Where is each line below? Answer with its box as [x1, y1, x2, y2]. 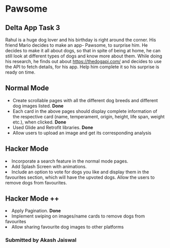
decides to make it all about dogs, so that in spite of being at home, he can [5, 48, 161, 53]
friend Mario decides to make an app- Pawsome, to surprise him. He [5, 42, 148, 48]
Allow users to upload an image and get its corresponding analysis [12, 130, 152, 136]
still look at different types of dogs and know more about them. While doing [5, 53, 162, 59]
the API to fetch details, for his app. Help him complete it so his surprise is [5, 64, 159, 70]
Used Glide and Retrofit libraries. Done [12, 124, 94, 130]
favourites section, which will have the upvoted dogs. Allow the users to [5, 174, 155, 180]
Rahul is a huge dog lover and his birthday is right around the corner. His [5, 37, 156, 43]
